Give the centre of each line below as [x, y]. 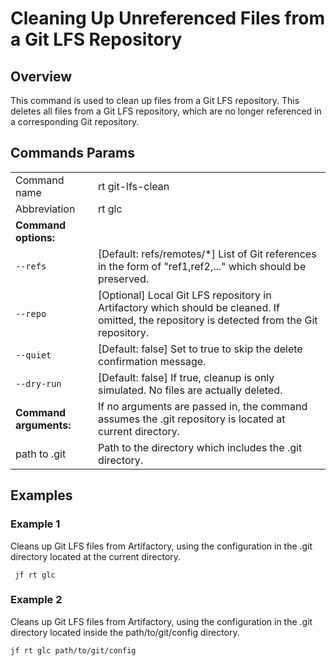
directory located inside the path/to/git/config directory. [125, 632]
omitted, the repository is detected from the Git [207, 320]
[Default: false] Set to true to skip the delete [200, 349]
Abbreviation [45, 209]
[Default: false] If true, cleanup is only [186, 377]
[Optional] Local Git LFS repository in [184, 295]
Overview [41, 76]
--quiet [33, 355]
